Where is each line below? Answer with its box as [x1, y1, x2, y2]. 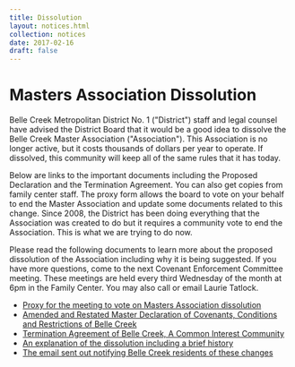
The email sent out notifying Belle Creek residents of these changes [22, 347, 273, 358]
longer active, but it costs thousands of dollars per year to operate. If [9, 143, 264, 154]
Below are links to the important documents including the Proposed [9, 170, 258, 181]
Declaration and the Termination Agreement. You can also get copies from [9, 180, 283, 191]
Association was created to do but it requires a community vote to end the [9, 218, 283, 228]
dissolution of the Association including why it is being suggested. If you [9, 254, 277, 265]
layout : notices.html [9, 21, 91, 30]
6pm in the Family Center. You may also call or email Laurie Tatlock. [9, 283, 259, 294]
